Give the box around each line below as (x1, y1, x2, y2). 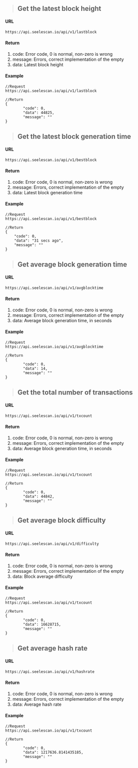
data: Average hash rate (12, 701, 62, 707)
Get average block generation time (17, 260, 127, 269)
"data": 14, (23, 366, 48, 371)
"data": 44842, (23, 494, 55, 499)
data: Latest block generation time (12, 189, 83, 195)
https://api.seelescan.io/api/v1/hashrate (5, 669, 95, 674)
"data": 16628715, (23, 622, 61, 627)
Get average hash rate (17, 644, 88, 652)
